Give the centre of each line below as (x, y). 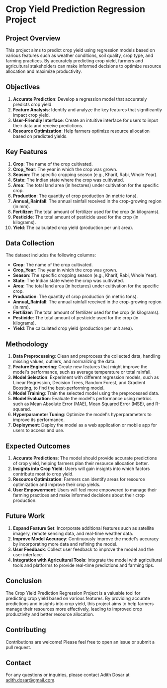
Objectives (23, 87)
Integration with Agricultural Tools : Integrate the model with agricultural (87, 560)
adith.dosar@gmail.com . (31, 680)
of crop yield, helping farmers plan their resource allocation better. (81, 463)
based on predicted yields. (40, 136)
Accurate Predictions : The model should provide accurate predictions (85, 458)
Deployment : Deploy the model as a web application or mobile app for (85, 425)
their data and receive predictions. (48, 125)
